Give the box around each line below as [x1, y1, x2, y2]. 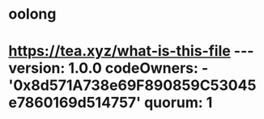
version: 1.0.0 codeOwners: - [8, 59, 209, 78]
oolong [8, 5, 57, 23]
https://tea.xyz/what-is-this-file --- [8, 42, 254, 61]
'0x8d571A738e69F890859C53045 [8, 76, 257, 95]
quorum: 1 [144, 94, 213, 112]
